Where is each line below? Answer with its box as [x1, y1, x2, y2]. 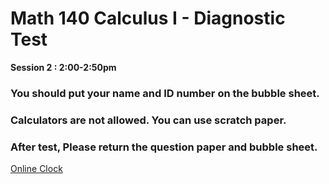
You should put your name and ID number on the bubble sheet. [10, 86, 320, 100]
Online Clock [10, 163, 63, 175]
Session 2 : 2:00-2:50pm [10, 61, 117, 73]
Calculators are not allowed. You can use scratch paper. [10, 113, 287, 127]
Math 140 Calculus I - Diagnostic [10, 7, 286, 30]
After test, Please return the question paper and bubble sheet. [10, 140, 318, 154]
